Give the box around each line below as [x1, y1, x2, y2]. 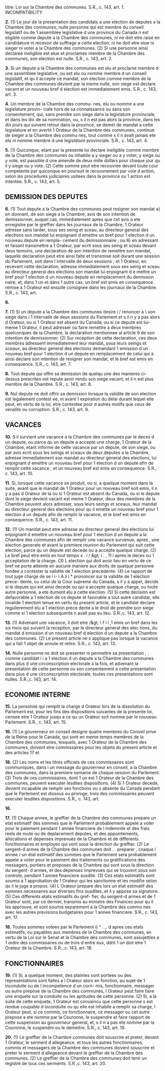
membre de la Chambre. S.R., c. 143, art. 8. [5, 381, 92, 387]
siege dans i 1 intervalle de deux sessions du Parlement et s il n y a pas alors [5, 314, 160, 320]
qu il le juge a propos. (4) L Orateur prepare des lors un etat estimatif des [5, 883, 154, 889]
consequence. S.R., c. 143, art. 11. [5, 517, 73, 522]
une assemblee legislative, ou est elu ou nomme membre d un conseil [5, 70, 147, 76]
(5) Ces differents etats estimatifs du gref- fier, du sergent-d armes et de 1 [5, 894, 156, 899]
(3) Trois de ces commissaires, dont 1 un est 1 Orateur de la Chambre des [5, 775, 154, 781]
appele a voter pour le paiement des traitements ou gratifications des [5, 857, 145, 863]
